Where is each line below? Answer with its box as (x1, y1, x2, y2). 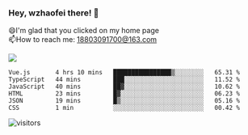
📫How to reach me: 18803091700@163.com (8, 35, 158, 44)
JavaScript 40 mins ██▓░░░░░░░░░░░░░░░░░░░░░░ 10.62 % (8, 82, 241, 91)
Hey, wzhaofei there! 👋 (8, 7, 99, 19)
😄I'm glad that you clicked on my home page (8, 26, 160, 36)
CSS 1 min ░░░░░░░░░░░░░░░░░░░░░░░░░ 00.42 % (8, 104, 241, 112)
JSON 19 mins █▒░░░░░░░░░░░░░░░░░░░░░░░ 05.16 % (8, 97, 241, 105)
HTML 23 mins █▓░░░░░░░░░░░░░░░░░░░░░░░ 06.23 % (8, 90, 241, 98)
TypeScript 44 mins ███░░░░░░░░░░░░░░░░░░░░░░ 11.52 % (8, 76, 241, 84)
